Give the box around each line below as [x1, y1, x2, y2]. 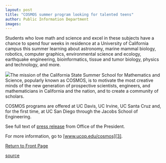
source [5, 152, 20, 158]
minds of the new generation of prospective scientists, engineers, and [5, 83, 150, 89]
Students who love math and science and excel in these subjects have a [5, 35, 154, 41]
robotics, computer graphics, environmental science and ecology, [5, 51, 142, 57]
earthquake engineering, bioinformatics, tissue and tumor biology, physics [5, 56, 159, 63]
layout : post [5, 7, 33, 13]
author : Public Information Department [5, 17, 89, 22]
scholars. [5, 93, 25, 99]
